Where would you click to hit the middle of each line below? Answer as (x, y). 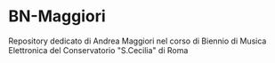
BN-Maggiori (57, 16)
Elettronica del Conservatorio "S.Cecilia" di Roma (98, 50)
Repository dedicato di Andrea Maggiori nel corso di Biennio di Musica (137, 41)
